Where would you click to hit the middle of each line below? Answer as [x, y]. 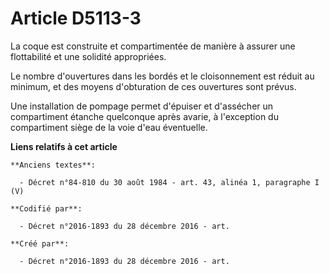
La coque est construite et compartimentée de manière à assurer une [153, 46]
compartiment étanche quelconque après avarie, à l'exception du [144, 116]
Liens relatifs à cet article [64, 146]
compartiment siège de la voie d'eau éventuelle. [109, 127]
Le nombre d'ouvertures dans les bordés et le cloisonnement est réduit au [162, 76]
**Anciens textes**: [53, 165]
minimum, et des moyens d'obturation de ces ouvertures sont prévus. [153, 86]
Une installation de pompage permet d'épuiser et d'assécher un [142, 106]
